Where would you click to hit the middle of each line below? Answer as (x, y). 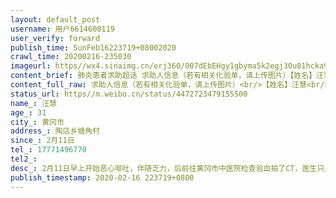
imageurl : (31, 66)
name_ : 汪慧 (33, 103)
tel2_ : (24, 159)
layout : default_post (55, 19)
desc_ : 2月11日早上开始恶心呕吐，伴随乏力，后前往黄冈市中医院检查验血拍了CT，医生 (164, 168)
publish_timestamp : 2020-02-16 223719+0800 (102, 177)
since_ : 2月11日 (42, 141)
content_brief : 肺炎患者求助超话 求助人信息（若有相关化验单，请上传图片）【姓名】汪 (167, 76)
